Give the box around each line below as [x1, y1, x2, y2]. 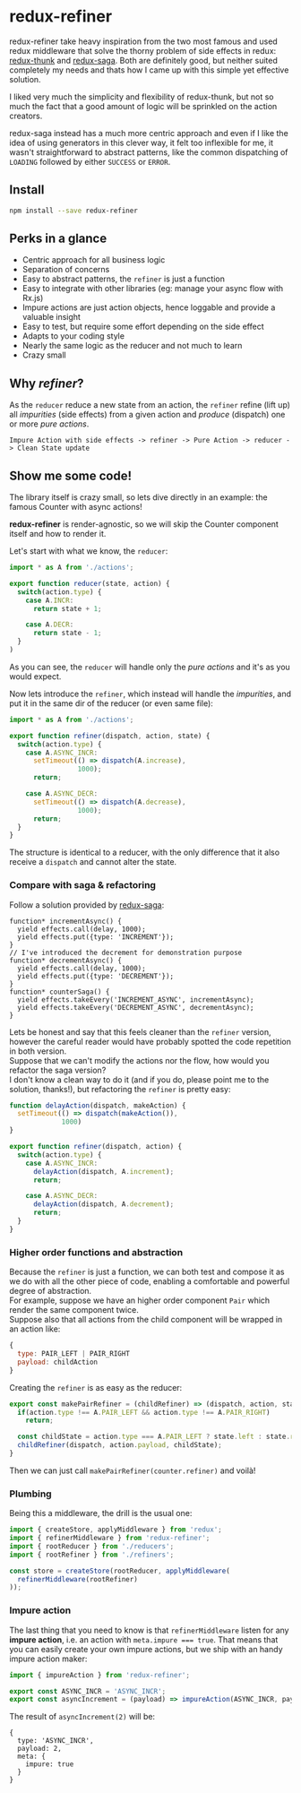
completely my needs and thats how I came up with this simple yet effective [9, 65, 289, 75]
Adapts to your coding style [21, 331, 125, 341]
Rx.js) [21, 293, 44, 304]
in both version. [9, 1046, 67, 1056]
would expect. [9, 670, 62, 682]
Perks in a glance [9, 231, 107, 246]
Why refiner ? [9, 375, 84, 391]
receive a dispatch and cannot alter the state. [9, 857, 177, 867]
